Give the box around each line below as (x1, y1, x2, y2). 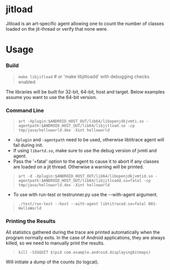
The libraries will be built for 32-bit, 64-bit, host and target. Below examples (6, 89, 165, 95)
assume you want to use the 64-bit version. (6, 94, 97, 101)
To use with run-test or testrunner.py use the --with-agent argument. (13, 191, 158, 198)
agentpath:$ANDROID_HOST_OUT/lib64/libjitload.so (18, 123, 126, 128)
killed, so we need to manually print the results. (6, 240, 105, 246)
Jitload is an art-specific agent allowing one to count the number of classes (6, 20, 164, 27)
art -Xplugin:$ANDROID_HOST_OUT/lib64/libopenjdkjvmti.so (18, 118, 144, 124)
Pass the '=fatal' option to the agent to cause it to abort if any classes (13, 158, 159, 164)
